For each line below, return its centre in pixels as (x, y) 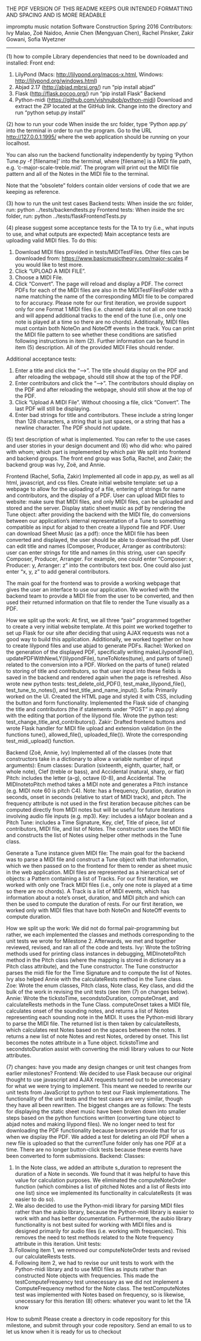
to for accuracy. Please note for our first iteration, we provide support (100, 303)
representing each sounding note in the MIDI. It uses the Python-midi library (100, 1017)
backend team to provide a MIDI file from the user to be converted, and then (100, 596)
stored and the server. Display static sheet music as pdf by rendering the (96, 508)
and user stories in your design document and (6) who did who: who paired (99, 446)
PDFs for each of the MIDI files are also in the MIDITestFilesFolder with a (104, 290)
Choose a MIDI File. (39, 277)
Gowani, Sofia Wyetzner (36, 39)
